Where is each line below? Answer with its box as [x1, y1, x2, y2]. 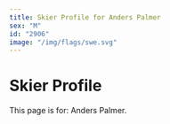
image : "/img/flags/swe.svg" [9, 37, 117, 47]
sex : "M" [9, 21, 42, 30]
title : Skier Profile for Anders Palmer [9, 12, 162, 22]
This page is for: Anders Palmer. [9, 105, 127, 116]
